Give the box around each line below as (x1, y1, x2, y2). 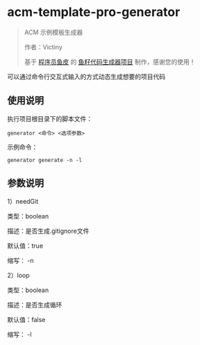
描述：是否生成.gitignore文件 (7, 227, 90, 235)
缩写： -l (7, 330, 32, 338)
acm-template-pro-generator (7, 4, 181, 20)
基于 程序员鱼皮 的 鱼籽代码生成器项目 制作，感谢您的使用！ (24, 57, 196, 66)
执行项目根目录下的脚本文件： (7, 114, 92, 122)
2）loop (7, 271, 30, 279)
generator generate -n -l (7, 157, 82, 163)
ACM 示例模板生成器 (24, 28, 83, 36)
